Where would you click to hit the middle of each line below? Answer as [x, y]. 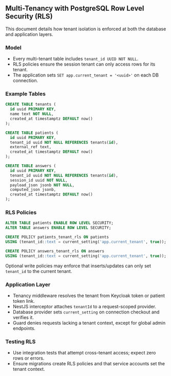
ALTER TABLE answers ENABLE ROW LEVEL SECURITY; [58, 228]
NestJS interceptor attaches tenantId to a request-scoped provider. [84, 306]
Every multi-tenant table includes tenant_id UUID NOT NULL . [75, 59]
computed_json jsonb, [33, 190]
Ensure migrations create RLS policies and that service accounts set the [89, 364]
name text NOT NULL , [32, 114]
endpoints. [24, 328]
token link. [24, 301]
